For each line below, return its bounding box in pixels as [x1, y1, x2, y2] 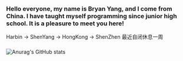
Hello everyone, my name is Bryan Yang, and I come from [6, 5, 172, 13]
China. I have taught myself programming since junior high [6, 12, 178, 20]
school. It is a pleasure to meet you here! [6, 19, 125, 28]
